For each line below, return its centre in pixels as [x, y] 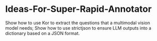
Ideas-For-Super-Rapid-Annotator [78, 9]
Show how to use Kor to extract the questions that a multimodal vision [77, 23]
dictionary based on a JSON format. [43, 33]
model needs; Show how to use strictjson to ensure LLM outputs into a [78, 28]
